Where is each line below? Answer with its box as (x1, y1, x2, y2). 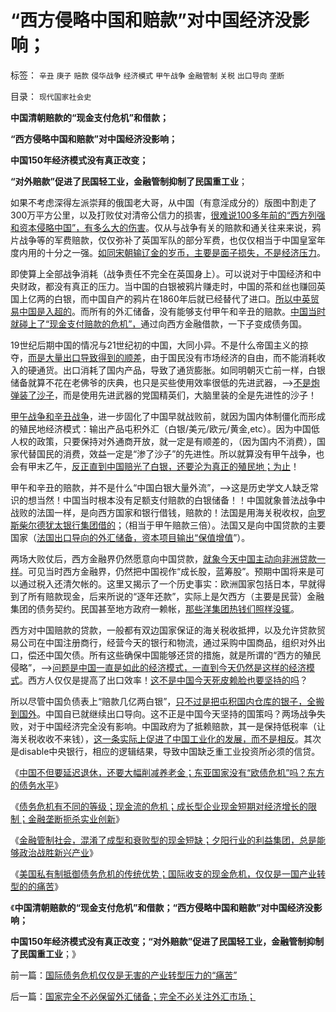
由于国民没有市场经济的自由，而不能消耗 (149, 351, 317, 363)
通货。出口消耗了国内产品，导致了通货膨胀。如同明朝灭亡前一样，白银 (36, 364, 326, 376)
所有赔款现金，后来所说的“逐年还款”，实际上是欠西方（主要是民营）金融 (27, 590, 325, 602)
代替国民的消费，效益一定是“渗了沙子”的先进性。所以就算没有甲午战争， (18, 447, 317, 460)
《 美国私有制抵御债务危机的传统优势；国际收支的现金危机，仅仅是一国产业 (10, 867, 317, 880)
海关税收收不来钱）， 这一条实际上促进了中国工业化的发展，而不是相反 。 (10, 732, 304, 745)
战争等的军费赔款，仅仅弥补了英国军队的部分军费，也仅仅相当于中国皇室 (18, 234, 317, 246)
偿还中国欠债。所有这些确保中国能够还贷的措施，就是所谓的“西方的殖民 (27, 649, 322, 661)
